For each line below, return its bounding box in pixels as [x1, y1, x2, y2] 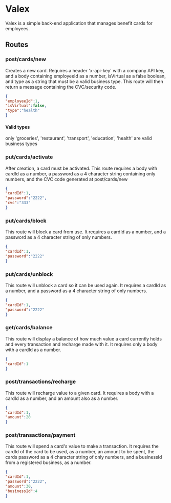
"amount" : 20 [5, 415, 31, 420]
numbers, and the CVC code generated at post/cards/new [5, 176, 128, 182]
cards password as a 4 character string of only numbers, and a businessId [5, 454, 162, 460]
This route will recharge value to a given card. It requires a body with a [5, 390, 154, 396]
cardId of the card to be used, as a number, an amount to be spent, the [5, 449, 155, 455]
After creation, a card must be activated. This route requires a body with [5, 165, 158, 171]
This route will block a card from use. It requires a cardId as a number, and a [5, 229, 166, 235]
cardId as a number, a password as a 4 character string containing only [5, 170, 156, 177]
